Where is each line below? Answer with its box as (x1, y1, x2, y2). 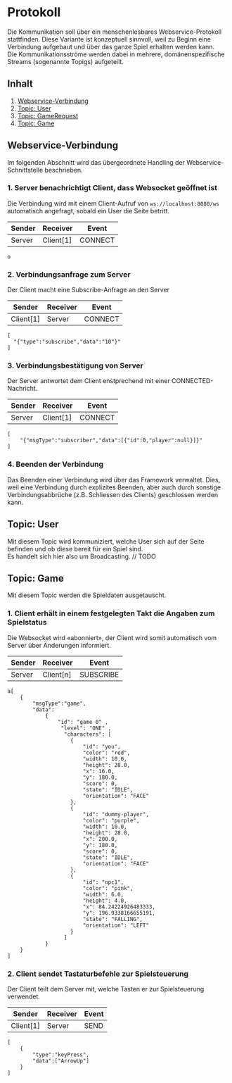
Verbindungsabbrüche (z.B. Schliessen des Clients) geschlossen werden (7, 490, 219, 499)
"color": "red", (82, 749, 131, 756)
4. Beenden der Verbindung (7, 459, 104, 469)
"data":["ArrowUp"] (32, 1057, 90, 1064)
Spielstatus (7, 618, 47, 627)
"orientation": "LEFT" (82, 922, 150, 929)
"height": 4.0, (82, 897, 128, 904)
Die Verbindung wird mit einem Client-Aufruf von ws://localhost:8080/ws (7, 199, 220, 208)
